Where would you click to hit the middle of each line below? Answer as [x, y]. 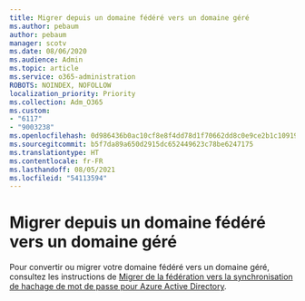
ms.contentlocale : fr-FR [56, 161]
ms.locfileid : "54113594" [58, 178]
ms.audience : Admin [46, 60]
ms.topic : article [44, 69]
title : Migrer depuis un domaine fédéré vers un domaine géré [129, 18]
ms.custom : [30, 111]
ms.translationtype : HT [54, 152]
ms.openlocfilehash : [49, 136]
